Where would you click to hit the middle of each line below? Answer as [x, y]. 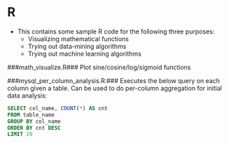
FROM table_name [31, 115]
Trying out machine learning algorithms [84, 54]
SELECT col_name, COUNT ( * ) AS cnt [58, 108]
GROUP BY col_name [34, 121]
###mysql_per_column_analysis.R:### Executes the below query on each [114, 80]
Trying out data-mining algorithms [77, 46]
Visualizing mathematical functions [78, 38]
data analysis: [27, 96]
